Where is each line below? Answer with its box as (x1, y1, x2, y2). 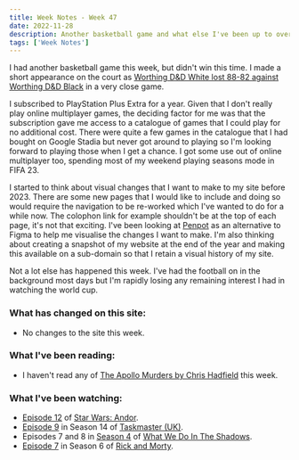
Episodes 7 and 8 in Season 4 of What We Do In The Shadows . (21, 431, 253, 442)
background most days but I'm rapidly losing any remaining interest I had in (9, 275, 286, 286)
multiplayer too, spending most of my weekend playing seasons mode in (9, 155, 275, 166)
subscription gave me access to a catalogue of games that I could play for (9, 118, 281, 128)
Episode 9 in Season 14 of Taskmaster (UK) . (21, 422, 184, 432)
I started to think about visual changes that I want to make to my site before (9, 182, 286, 193)
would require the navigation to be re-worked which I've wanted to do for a (9, 201, 285, 212)
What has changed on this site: (9, 307, 147, 319)
